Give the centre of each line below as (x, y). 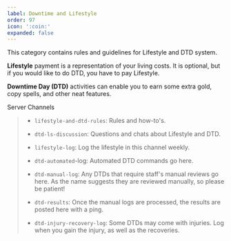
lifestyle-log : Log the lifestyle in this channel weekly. (112, 147)
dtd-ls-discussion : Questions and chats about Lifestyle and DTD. (127, 134)
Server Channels (31, 107)
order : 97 (21, 20)
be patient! (50, 189)
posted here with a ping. (69, 210)
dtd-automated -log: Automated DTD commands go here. (114, 161)
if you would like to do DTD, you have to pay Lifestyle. (83, 73)
